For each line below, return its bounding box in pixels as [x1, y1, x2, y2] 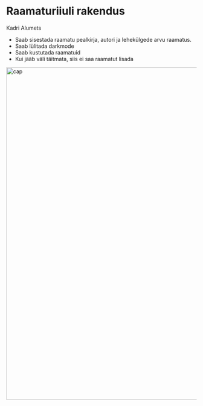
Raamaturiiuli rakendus [6, 4, 125, 18]
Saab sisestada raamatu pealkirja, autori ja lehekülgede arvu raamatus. [14, 36, 192, 43]
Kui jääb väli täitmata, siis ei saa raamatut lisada [14, 55, 134, 62]
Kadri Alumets [6, 24, 42, 31]
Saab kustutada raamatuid [14, 48, 81, 56]
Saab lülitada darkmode [14, 42, 74, 50]
